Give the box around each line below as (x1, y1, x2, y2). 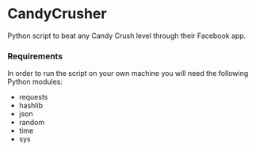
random (18, 118, 45, 127)
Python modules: (7, 77, 63, 87)
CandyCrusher (7, 5, 107, 23)
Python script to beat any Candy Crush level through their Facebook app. (7, 31, 246, 40)
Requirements (7, 51, 63, 62)
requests (18, 92, 48, 102)
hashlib (18, 100, 43, 111)
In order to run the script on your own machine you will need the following (7, 69, 249, 78)
